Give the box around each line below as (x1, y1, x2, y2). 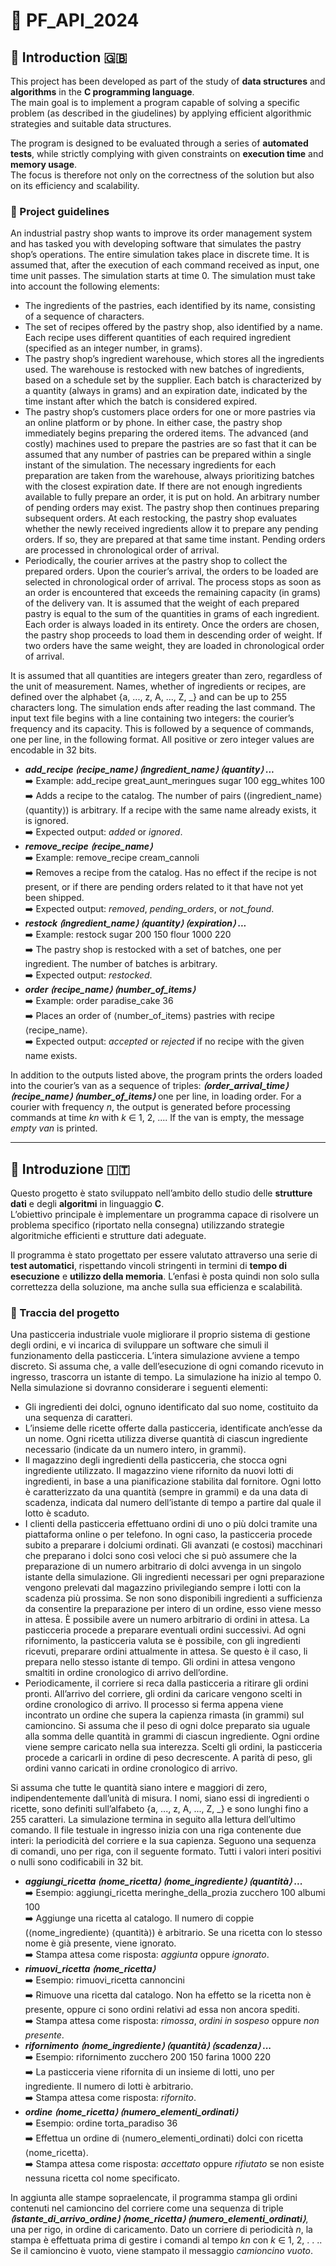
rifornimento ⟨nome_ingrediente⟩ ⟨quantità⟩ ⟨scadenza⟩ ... (24, 2040, 272, 2052)
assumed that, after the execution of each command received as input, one (10, 259, 320, 271)
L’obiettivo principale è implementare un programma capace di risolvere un (10, 1209, 320, 1221)
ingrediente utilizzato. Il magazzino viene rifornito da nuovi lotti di (24, 1465, 294, 1477)
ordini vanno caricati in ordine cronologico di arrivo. (24, 1762, 238, 1774)
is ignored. (24, 815, 69, 827)
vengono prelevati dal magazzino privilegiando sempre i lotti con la (24, 1582, 301, 1594)
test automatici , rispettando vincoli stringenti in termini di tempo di (10, 1260, 287, 1272)
